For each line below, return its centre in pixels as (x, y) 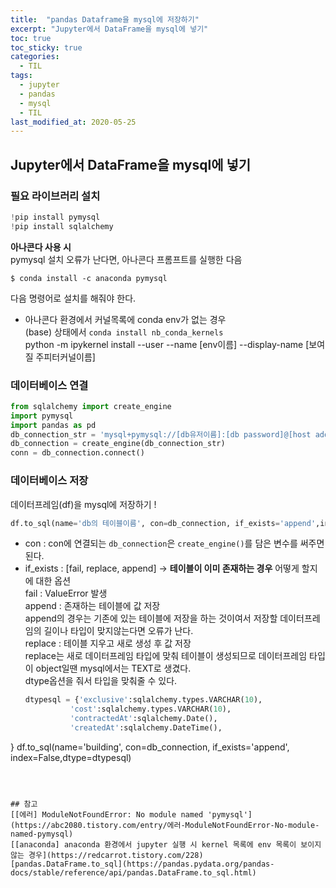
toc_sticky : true (46, 47)
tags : (21, 76)
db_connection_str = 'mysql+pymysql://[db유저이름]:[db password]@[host (161, 434)
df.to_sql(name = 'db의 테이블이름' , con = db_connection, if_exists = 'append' (163, 523)
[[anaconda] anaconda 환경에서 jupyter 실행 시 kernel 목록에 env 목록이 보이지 (166, 844)
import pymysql (42, 416)
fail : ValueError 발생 (66, 593)
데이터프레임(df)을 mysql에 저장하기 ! (83, 504)
